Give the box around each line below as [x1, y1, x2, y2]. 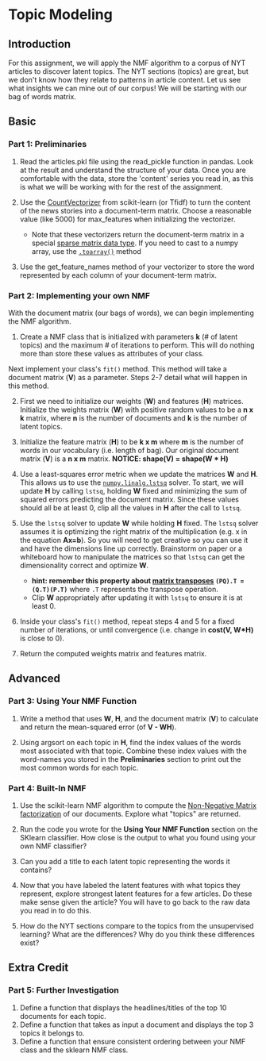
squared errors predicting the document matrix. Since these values [19, 494, 240, 504]
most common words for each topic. [19, 763, 139, 772]
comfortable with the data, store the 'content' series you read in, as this [19, 173, 254, 183]
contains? [19, 865, 52, 875]
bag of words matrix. [8, 92, 77, 101]
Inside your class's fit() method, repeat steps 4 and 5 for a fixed [19, 617, 235, 626]
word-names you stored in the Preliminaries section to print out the [19, 754, 241, 763]
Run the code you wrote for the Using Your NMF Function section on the [19, 824, 258, 834]
